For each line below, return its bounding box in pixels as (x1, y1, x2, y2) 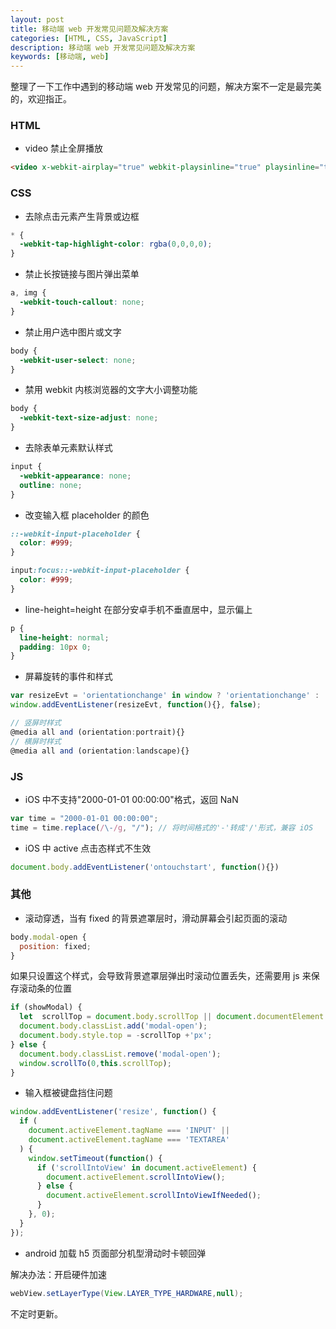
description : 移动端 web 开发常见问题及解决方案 (10, 42, 196, 53)
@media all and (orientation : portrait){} (10, 727, 186, 737)
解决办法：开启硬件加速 (10, 1268, 107, 1280)
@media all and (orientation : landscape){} (10, 746, 190, 756)
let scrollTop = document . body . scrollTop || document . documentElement (19, 1012, 325, 1022)
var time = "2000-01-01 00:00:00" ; (10, 813, 159, 823)
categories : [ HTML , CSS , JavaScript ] (10, 33, 168, 43)
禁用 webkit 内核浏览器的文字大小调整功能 (24, 384, 198, 396)
